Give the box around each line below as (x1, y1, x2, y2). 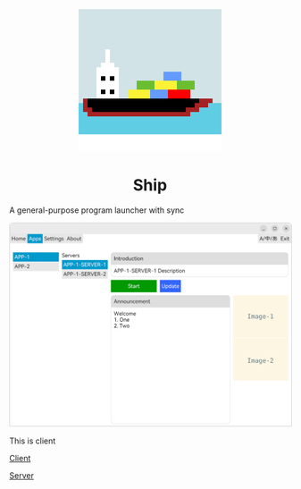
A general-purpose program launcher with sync (9, 205, 185, 215)
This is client (9, 435, 56, 446)
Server (9, 469, 34, 481)
